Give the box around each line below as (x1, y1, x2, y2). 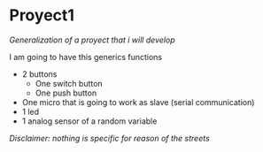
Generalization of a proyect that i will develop (9, 34, 175, 45)
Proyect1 (9, 5, 75, 26)
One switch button (35, 78, 104, 88)
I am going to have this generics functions (9, 51, 162, 62)
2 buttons (21, 68, 58, 80)
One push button (35, 87, 97, 98)
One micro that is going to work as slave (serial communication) (21, 96, 255, 107)
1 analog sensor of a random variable (21, 116, 158, 126)
